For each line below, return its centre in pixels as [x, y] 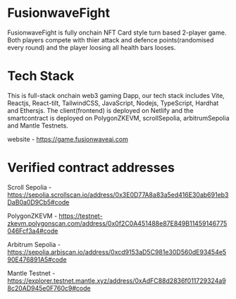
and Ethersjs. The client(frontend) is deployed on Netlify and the [100, 110]
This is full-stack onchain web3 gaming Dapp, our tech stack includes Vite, [116, 95]
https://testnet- [81, 216]
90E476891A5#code [37, 260]
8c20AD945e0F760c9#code [49, 288]
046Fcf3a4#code [33, 231]
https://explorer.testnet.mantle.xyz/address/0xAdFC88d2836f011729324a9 [117, 281]
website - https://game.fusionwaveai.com [68, 139]
